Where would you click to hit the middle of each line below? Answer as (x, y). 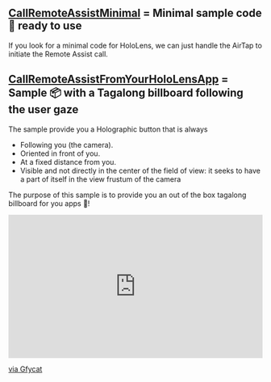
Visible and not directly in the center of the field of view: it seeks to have (140, 170)
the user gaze (44, 109)
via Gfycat (25, 369)
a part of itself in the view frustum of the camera (100, 179)
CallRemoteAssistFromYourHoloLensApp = (119, 80)
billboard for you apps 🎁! (49, 203)
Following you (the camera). (67, 145)
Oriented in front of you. (60, 153)
